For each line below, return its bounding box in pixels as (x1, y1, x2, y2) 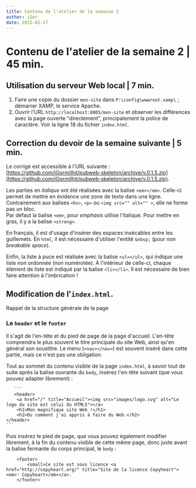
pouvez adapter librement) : (6, 375, 73, 382)
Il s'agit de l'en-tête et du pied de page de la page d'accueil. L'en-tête (6, 332, 174, 339)
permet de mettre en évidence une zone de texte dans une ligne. (6, 193, 163, 200)
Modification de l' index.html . (6, 289, 114, 299)
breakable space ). (6, 242, 50, 249)
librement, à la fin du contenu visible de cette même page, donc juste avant (6, 439, 188, 446)
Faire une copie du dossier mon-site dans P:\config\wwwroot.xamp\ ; (14, 96, 180, 103)
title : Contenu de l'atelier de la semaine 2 (6, 8, 119, 15)
